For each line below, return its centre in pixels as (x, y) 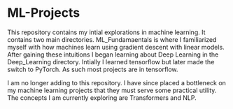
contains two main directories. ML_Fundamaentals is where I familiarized (112, 39)
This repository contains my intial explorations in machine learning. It (106, 32)
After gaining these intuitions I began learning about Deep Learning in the (113, 54)
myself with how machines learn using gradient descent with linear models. (116, 47)
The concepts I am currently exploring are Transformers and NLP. (102, 97)
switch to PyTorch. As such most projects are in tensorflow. (93, 69)
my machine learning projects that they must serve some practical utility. (112, 90)
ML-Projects (44, 13)
